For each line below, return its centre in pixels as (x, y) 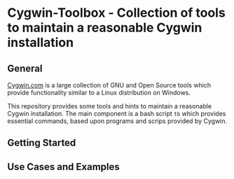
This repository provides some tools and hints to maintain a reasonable (110, 106)
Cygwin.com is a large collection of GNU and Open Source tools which (109, 85)
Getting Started (42, 143)
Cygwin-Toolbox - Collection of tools (116, 13)
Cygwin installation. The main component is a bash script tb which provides (117, 114)
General (25, 68)
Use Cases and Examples (64, 167)
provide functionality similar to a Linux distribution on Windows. (99, 93)
